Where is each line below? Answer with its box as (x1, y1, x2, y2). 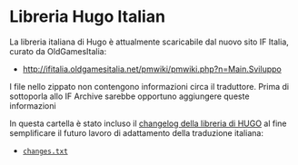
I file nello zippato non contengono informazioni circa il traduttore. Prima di (9, 81, 289, 92)
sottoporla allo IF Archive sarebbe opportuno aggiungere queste (9, 91, 250, 102)
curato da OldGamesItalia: (9, 45, 107, 56)
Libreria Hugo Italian (9, 6, 166, 27)
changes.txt (22, 147, 68, 156)
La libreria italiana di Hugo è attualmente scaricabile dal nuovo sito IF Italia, (9, 36, 289, 47)
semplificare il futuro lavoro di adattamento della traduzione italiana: (9, 127, 263, 138)
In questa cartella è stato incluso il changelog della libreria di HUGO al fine (9, 118, 287, 129)
